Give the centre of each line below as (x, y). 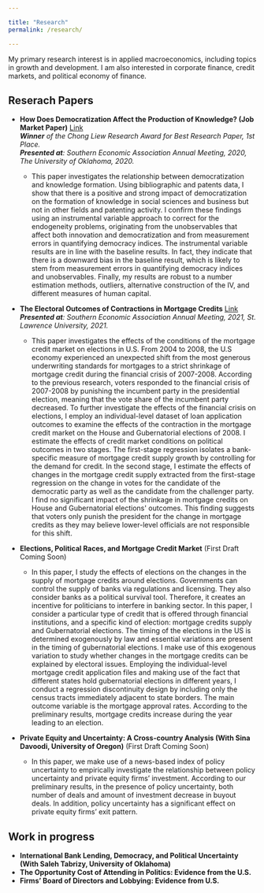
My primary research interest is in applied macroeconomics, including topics (132, 59)
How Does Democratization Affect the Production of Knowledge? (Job (137, 120)
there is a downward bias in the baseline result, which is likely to (136, 260)
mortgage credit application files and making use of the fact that (136, 673)
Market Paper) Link (51, 128)
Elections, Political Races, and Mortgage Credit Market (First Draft (129, 549)
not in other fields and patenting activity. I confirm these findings (136, 210)
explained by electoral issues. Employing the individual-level (129, 664)
